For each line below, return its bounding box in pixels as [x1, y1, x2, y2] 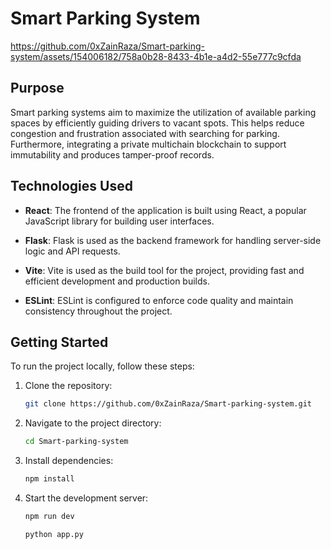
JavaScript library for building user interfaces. [24, 215, 215, 227]
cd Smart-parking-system [24, 437, 129, 447]
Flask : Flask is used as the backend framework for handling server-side [24, 234, 322, 246]
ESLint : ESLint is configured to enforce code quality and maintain [24, 294, 294, 306]
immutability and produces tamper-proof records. [10, 148, 215, 161]
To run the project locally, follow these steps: [10, 360, 195, 372]
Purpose [10, 80, 65, 97]
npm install [24, 474, 75, 484]
